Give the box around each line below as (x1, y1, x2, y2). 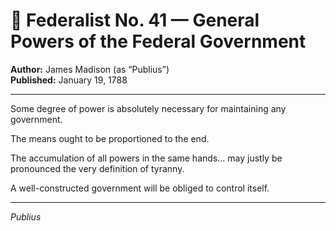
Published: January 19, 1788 (10, 74, 128, 86)
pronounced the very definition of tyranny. (10, 162, 185, 174)
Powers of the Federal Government (10, 30, 307, 53)
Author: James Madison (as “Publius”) (10, 63, 170, 75)
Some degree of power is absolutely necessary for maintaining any (10, 102, 287, 114)
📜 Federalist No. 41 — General (10, 9, 260, 32)
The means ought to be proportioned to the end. (10, 132, 210, 144)
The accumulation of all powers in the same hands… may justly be (10, 152, 283, 164)
